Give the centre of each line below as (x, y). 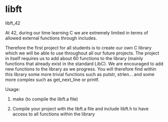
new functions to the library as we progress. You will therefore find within (81, 69)
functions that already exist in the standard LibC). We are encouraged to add (84, 63)
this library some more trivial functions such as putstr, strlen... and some (80, 74)
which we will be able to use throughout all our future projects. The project (82, 53)
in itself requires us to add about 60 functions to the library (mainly (74, 58)
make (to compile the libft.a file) (45, 99)
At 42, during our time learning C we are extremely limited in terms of (77, 32)
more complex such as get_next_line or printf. (52, 79)
